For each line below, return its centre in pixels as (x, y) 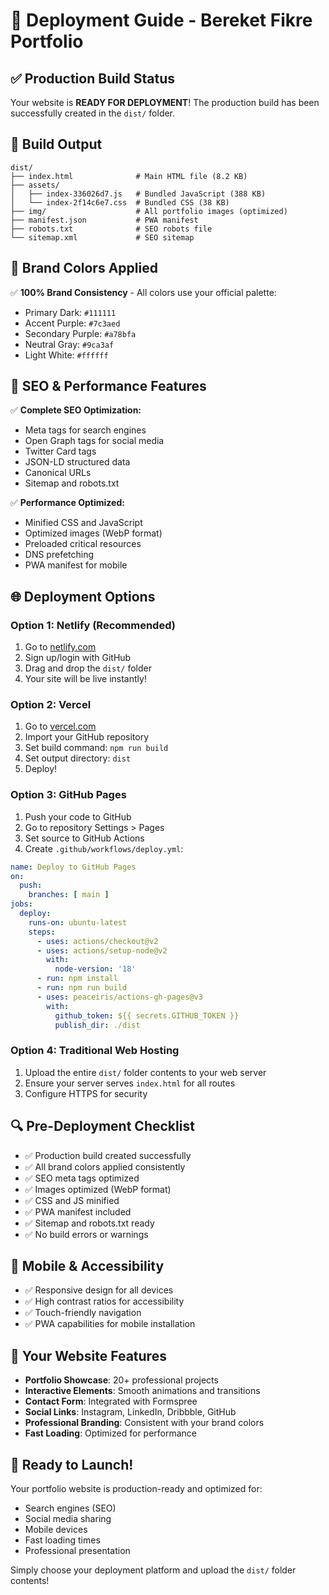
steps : (42, 932)
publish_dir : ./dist (97, 1025)
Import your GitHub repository (87, 737)
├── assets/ (35, 185)
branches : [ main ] (69, 895)
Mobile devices (56, 1530)
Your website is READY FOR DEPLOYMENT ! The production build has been (165, 102)
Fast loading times (62, 1540)
